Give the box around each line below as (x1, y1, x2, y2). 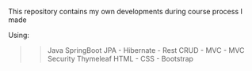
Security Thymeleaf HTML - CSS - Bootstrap (47, 54, 194, 63)
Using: (8, 31, 30, 39)
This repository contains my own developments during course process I (8, 7, 243, 16)
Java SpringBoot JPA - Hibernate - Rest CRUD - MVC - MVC (47, 46, 245, 54)
